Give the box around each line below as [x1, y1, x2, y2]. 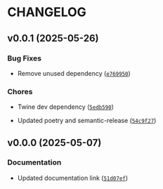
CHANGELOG [7, 4, 86, 20]
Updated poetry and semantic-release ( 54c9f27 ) [17, 117, 157, 125]
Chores [7, 86, 33, 96]
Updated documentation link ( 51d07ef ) [17, 174, 129, 182]
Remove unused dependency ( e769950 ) [17, 69, 131, 77]
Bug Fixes [7, 53, 42, 63]
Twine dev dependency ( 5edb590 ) [17, 103, 115, 111]
